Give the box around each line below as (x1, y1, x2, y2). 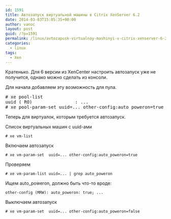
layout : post (5, 27, 33, 32)
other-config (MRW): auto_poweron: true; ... (5, 190, 103, 196)
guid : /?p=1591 (5, 31, 38, 36)
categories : (5, 41, 31, 46)
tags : (5, 50, 17, 55)
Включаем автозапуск (5, 142, 54, 149)
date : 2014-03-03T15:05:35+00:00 (5, 17, 76, 22)
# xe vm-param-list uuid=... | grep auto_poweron (5, 172, 113, 177)
